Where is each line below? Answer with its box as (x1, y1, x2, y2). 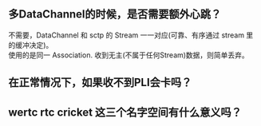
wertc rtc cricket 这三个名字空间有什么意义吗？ (8, 105, 242, 119)
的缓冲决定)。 (8, 40, 53, 49)
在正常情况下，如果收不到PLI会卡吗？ (8, 76, 192, 89)
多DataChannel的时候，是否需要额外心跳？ (8, 7, 222, 22)
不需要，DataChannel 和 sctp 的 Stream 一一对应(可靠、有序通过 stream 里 (8, 30, 254, 40)
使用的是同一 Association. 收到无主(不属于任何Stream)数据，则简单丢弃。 (8, 50, 249, 60)
